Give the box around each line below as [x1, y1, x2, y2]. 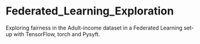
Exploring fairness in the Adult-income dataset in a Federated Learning [5, 24, 183, 31]
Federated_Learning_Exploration [5, 4, 174, 18]
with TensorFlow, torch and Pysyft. [13, 30, 101, 37]
